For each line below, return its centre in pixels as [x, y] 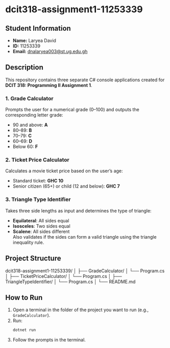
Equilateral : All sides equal [41, 220]
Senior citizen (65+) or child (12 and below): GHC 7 [66, 186]
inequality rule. [28, 242]
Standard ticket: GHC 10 [38, 181]
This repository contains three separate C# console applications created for [85, 80]
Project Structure [33, 258]
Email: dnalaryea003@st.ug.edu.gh [50, 51]
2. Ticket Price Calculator [38, 160]
